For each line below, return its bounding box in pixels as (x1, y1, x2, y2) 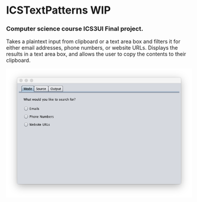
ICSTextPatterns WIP (6, 4, 111, 17)
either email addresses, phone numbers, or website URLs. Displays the (6, 44, 178, 51)
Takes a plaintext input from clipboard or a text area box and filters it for (6, 38, 181, 45)
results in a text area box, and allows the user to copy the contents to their (6, 51, 186, 58)
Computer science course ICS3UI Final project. (6, 25, 143, 33)
